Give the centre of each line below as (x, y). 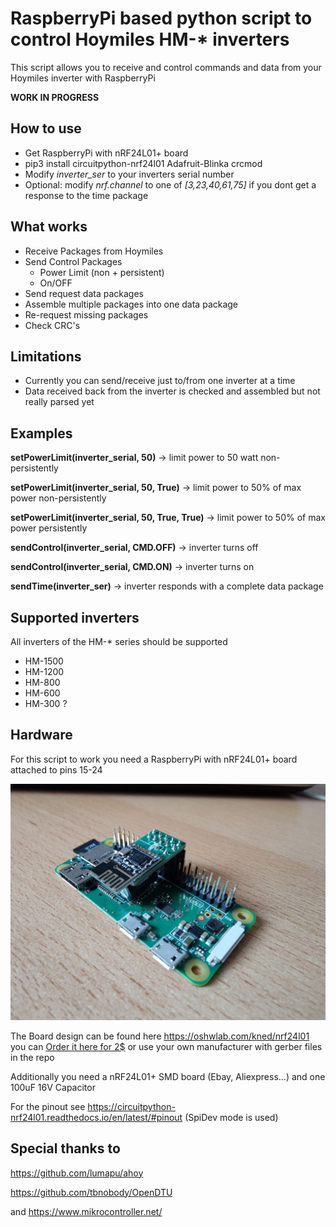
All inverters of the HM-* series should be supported (119, 641)
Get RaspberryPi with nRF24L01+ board (106, 153)
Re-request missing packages (86, 314)
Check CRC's (52, 325)
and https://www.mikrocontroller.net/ (86, 1211)
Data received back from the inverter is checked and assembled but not (172, 391)
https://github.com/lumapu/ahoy (77, 1173)
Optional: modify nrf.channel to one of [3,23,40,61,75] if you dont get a (170, 184)
